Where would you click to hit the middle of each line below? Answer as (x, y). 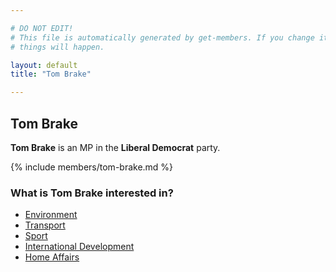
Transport (45, 225)
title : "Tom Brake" (51, 74)
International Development (79, 247)
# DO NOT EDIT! (42, 28)
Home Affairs (52, 257)
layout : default (44, 65)
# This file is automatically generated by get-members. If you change (162, 37)
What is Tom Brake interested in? (92, 193)
